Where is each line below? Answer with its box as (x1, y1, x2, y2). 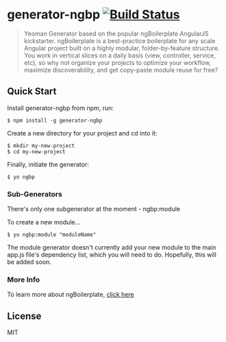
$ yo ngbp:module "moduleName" (7, 231, 97, 239)
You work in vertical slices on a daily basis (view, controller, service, (23, 51, 216, 60)
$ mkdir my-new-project (7, 142, 75, 149)
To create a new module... (7, 218, 81, 226)
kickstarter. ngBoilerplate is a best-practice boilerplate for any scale (23, 36, 216, 44)
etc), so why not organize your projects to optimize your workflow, (23, 58, 211, 66)
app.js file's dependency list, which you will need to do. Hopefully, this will (7, 250, 217, 259)
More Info (7, 274, 40, 284)
